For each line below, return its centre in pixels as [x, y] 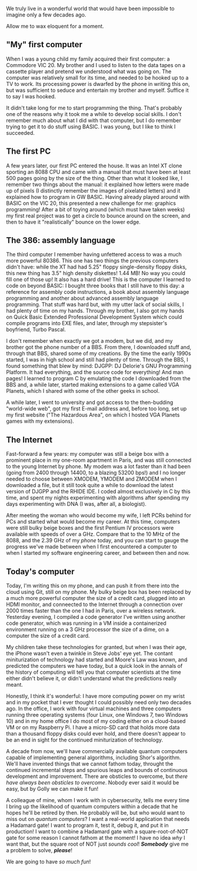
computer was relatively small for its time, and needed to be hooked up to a [98, 77]
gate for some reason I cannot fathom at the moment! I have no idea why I [96, 838]
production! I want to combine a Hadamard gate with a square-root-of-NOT [97, 832]
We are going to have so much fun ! [49, 862]
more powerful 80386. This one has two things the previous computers [92, 261]
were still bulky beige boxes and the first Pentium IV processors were [90, 528]
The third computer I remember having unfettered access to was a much [94, 254]
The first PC [29, 152]
